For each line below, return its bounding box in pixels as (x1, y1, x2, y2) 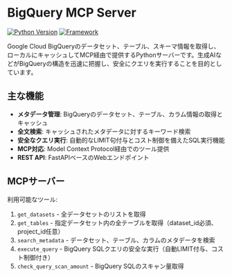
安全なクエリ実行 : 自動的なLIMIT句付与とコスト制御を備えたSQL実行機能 (17, 136, 225, 144)
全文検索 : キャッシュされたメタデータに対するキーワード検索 (17, 127, 191, 136)
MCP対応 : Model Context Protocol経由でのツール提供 (17, 144, 170, 153)
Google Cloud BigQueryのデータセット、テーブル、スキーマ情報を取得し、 (7, 42, 220, 50)
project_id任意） (17, 227, 64, 235)
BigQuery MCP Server (7, 5, 136, 21)
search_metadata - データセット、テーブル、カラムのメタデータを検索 (17, 235, 215, 244)
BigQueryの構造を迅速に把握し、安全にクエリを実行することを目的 (19, 59, 210, 67)
